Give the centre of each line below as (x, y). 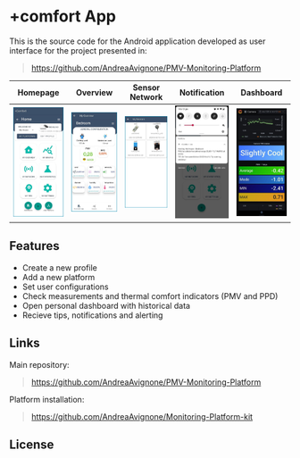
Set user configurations (65, 287)
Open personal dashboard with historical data (106, 305)
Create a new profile (60, 267)
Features (34, 246)
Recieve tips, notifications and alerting (92, 315)
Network (146, 97)
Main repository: (39, 364)
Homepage (38, 92)
